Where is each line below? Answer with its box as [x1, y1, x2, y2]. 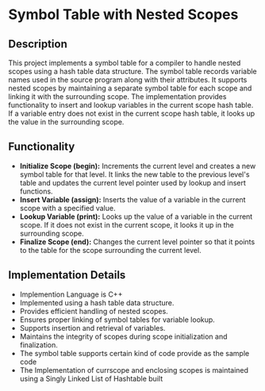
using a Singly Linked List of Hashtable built [19, 374, 163, 383]
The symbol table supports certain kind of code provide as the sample [19, 348, 250, 358]
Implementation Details [8, 268, 126, 282]
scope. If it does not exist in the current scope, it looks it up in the [19, 220, 234, 229]
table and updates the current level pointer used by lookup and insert [19, 178, 246, 187]
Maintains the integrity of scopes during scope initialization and [19, 332, 228, 341]
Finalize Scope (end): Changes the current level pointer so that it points [19, 236, 255, 247]
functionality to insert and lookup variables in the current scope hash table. [8, 101, 254, 109]
